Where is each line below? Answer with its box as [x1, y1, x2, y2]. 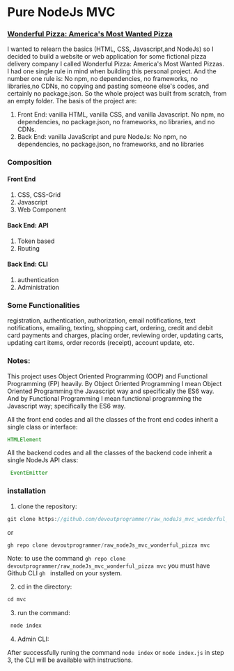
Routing [17, 244, 40, 252]
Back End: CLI [7, 260, 49, 269]
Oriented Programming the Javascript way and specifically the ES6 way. [7, 387, 214, 395]
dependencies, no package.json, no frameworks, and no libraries [17, 140, 204, 149]
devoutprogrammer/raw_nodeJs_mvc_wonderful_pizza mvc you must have [7, 561, 210, 570]
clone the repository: [17, 502, 78, 510]
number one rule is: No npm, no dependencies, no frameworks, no [7, 75, 198, 83]
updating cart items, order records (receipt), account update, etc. [7, 339, 195, 347]
